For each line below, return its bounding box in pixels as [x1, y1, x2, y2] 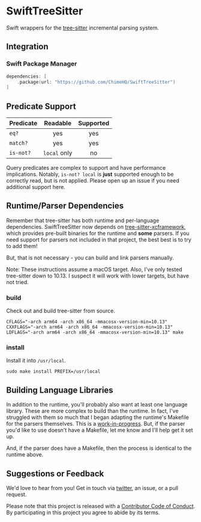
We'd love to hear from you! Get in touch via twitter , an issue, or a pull [6, 485, 179, 492]
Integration [6, 42, 49, 52]
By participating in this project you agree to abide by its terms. [6, 509, 160, 516]
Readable [44, 119, 72, 128]
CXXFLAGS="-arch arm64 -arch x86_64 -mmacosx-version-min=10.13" [6, 324, 173, 331]
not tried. [6, 278, 29, 285]
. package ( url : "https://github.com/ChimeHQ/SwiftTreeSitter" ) [17, 79, 176, 85]
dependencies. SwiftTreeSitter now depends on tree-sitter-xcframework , [6, 223, 186, 230]
